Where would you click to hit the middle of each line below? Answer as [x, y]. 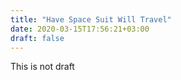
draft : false [37, 38]
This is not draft [42, 67]
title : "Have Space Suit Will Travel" [91, 19]
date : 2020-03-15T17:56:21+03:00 [80, 29]
